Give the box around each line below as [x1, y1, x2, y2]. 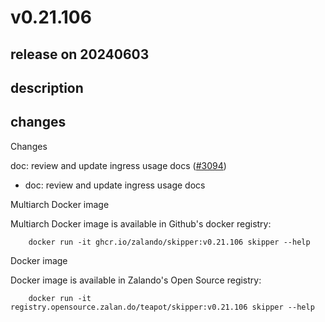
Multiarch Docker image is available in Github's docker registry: [10, 217, 272, 230]
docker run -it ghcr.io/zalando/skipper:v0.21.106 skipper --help [28, 237, 311, 247]
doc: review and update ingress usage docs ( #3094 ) [10, 159, 227, 171]
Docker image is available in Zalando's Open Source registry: [10, 274, 262, 286]
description [10, 79, 84, 96]
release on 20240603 [10, 46, 150, 63]
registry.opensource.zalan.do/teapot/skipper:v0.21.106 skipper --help [10, 302, 315, 312]
